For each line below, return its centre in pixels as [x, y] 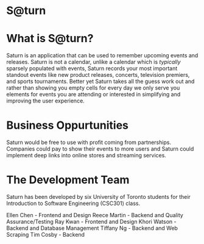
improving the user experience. [46, 101]
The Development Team [68, 180]
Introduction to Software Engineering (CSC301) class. [73, 203]
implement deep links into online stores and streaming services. [86, 156]
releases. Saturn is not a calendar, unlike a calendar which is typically [93, 62]
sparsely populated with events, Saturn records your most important [92, 68]
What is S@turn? [50, 39]
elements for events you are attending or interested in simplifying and [93, 95]
